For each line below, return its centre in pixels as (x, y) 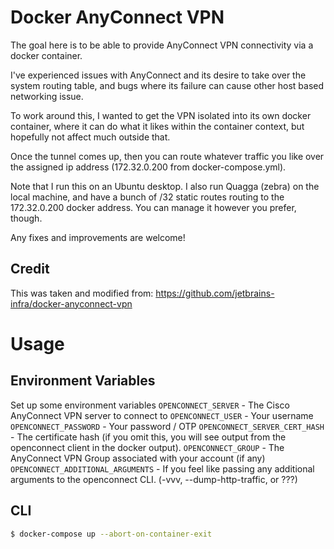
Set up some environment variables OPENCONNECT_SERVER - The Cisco (150, 405)
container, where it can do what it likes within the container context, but (157, 126)
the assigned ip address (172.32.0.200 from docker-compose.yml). (148, 167)
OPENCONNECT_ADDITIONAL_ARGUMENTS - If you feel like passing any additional (162, 468)
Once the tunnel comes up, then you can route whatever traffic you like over (167, 156)
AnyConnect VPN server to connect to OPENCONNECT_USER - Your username (162, 415)
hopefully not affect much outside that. (90, 137)
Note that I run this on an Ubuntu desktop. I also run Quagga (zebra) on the (165, 186)
